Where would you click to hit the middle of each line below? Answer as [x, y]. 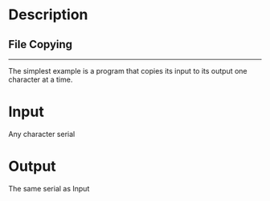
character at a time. [41, 79]
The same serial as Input [49, 188]
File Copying [41, 44]
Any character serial [42, 134]
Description [48, 15]
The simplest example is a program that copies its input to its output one [128, 71]
